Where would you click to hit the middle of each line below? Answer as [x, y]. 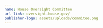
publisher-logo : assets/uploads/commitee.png [51, 18]
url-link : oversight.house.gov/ [37, 14]
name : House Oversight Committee [38, 9]
